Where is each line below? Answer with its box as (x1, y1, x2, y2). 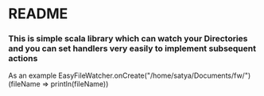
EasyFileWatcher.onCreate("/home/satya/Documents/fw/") (58, 71, 251, 80)
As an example (8, 71, 57, 80)
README (8, 5, 68, 23)
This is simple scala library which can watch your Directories (8, 33, 248, 44)
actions (8, 53, 38, 64)
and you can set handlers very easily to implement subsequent (8, 43, 257, 54)
